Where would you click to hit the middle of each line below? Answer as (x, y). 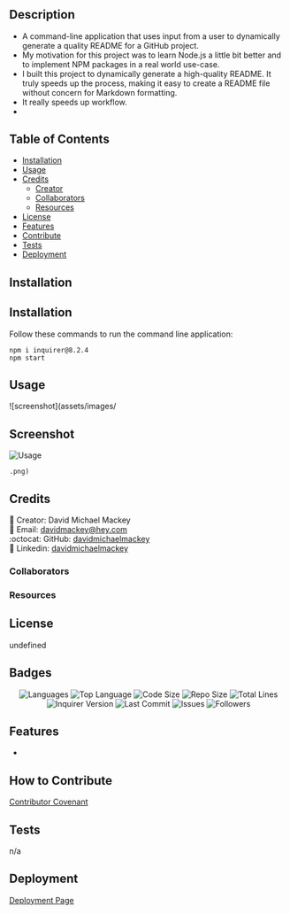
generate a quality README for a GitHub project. (110, 45)
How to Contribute (61, 781)
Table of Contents (60, 139)
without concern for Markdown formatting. (99, 92)
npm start (27, 358)
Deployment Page (42, 900)
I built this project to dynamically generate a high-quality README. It (146, 74)
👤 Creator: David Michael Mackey (70, 520)
